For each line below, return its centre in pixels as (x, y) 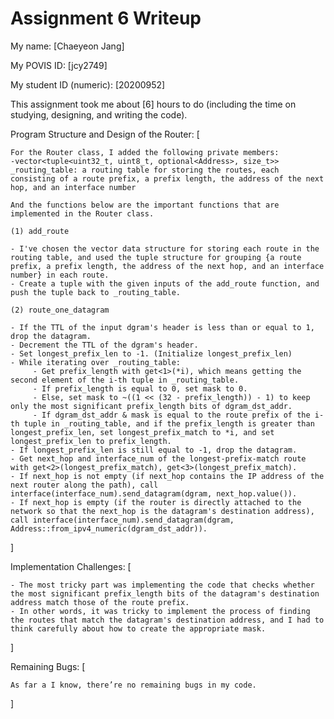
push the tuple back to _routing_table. (96, 292)
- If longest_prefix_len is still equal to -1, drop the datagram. (154, 450)
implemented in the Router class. (82, 213)
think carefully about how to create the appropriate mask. (138, 628)
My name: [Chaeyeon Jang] (67, 46)
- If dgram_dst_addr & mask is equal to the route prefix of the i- (178, 415)
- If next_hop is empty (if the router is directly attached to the (156, 502)
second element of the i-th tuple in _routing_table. (125, 380)
